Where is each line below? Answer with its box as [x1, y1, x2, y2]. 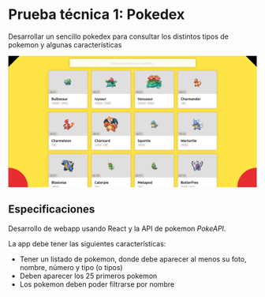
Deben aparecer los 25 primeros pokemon [19, 271, 158, 280]
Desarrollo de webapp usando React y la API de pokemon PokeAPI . [8, 224, 226, 233]
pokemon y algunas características [8, 39, 122, 49]
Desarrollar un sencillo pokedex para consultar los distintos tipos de [8, 32, 229, 41]
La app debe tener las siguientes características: [8, 239, 166, 248]
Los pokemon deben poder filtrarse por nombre [19, 279, 175, 289]
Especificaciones [8, 203, 95, 216]
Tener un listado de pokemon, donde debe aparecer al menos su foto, [19, 254, 247, 264]
